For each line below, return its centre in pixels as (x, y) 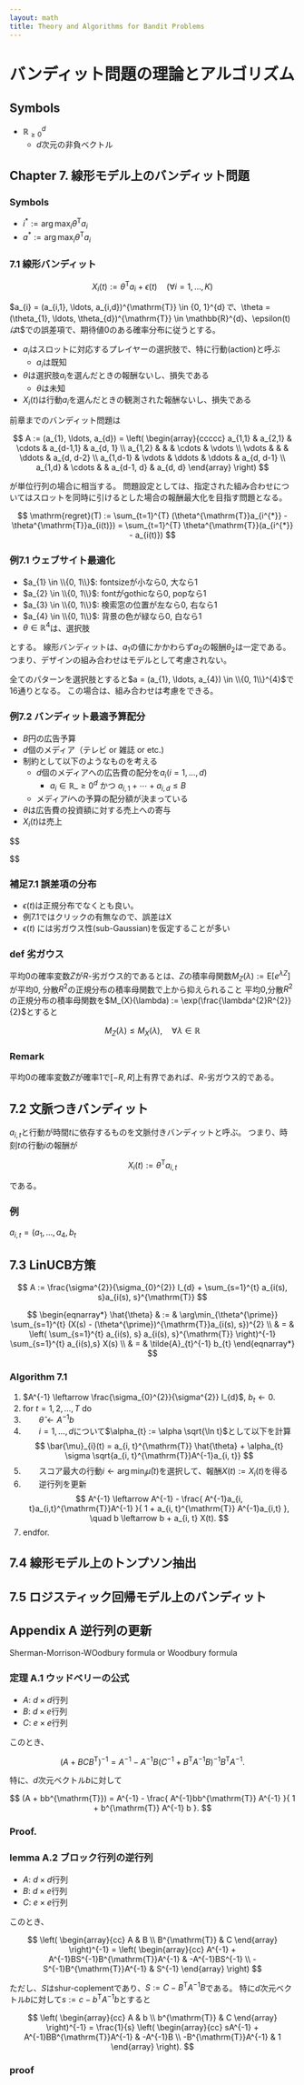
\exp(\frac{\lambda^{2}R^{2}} (236, 1000)
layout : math (34, 18)
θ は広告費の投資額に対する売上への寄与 (97, 809)
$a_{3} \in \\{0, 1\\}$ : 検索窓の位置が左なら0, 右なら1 (120, 605)
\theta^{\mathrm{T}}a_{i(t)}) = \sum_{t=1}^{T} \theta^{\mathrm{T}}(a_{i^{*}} (152, 526)
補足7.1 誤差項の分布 (53, 884)
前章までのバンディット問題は (65, 420)
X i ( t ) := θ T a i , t (152, 1165)
